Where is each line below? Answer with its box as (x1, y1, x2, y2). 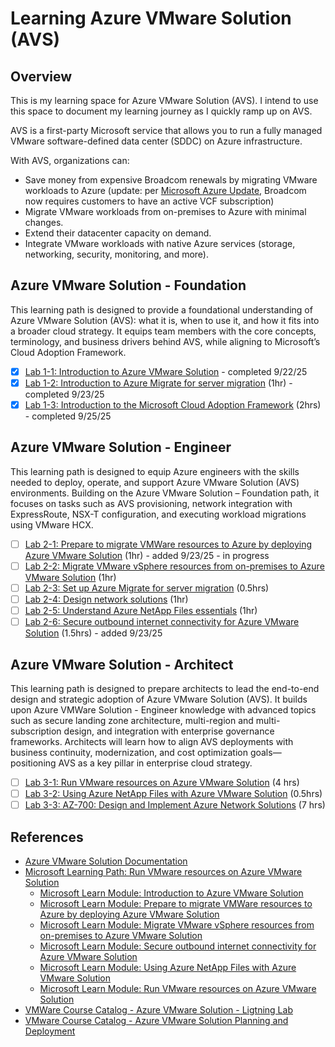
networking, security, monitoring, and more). (24, 248, 209, 260)
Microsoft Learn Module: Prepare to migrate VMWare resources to (39, 898, 313, 909)
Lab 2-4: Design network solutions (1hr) (24, 593, 189, 605)
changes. (24, 217, 64, 228)
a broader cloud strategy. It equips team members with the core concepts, (10, 325, 317, 337)
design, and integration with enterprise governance (63, 725, 275, 737)
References (10, 828, 84, 846)
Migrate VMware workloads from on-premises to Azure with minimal (24, 206, 307, 217)
